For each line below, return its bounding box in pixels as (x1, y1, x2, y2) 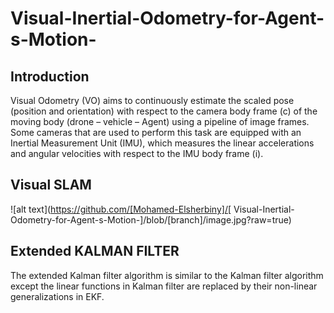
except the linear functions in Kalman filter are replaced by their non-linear (10, 280, 318, 292)
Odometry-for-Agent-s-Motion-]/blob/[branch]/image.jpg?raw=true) (10, 213, 292, 226)
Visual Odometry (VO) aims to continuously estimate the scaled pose (10, 95, 295, 106)
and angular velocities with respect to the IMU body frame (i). (10, 148, 264, 159)
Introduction (10, 68, 90, 85)
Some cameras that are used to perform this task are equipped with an (10, 127, 302, 138)
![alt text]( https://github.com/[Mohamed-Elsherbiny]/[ (10, 203, 232, 215)
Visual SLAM (10, 177, 92, 194)
